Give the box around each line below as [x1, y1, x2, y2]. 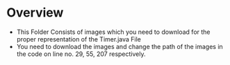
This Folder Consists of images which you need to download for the [16, 28, 211, 36]
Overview [6, 5, 64, 21]
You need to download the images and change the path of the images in [16, 42, 223, 50]
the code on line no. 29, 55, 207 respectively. [16, 50, 147, 58]
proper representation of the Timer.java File [16, 35, 142, 43]
